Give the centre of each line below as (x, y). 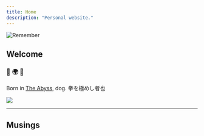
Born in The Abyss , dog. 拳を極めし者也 (56, 88)
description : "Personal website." (50, 18)
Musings (23, 125)
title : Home (21, 12)
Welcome (25, 54)
